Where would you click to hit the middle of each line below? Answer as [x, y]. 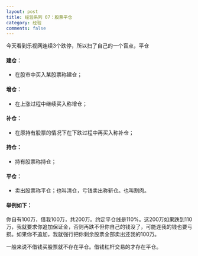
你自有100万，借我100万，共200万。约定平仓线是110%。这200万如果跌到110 [99, 219]
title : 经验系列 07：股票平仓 [39, 17]
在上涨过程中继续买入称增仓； [51, 104]
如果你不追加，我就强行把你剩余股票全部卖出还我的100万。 [88, 234]
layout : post [22, 12]
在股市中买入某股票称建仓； [48, 75]
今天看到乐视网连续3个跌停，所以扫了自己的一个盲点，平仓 [78, 46]
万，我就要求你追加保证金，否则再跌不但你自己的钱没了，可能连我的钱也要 [97, 227]
